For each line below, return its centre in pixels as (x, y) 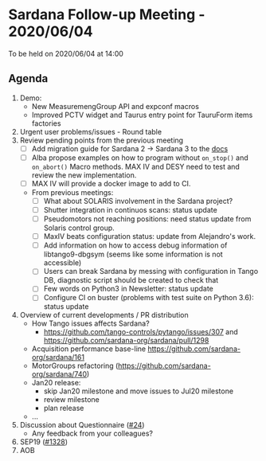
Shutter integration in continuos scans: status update (130, 210)
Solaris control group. (79, 228)
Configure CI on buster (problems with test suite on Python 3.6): (149, 298)
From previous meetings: (72, 192)
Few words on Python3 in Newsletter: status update (128, 289)
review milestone (71, 400)
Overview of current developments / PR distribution (104, 315)
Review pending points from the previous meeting (102, 140)
